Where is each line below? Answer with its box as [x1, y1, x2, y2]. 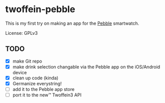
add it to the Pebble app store [12, 86, 75, 92]
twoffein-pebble [5, 4, 75, 15]
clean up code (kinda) [12, 75, 59, 81]
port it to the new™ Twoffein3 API [12, 92, 82, 98]
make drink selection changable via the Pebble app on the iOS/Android [12, 64, 160, 70]
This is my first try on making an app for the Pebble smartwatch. [5, 20, 139, 26]
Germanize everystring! [12, 80, 62, 86]
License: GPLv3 [5, 30, 38, 36]
